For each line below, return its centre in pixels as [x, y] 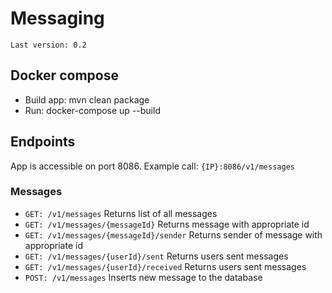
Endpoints [43, 142]
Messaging [57, 18]
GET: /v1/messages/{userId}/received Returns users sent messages [165, 266]
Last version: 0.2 [48, 45]
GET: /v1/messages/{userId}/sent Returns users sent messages [156, 256]
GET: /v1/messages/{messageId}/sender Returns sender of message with [173, 234]
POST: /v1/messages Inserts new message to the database [143, 277]
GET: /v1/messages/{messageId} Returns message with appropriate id [167, 224]
